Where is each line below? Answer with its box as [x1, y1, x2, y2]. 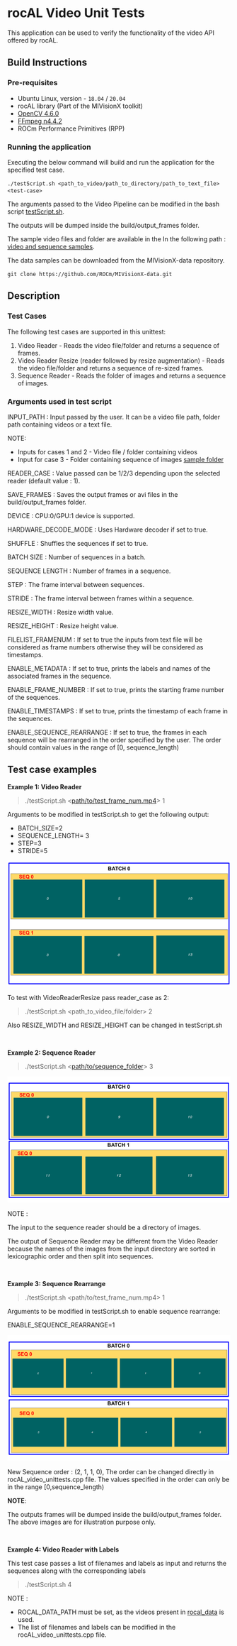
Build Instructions [7, 57, 88, 69]
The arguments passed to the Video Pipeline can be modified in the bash [7, 199, 220, 208]
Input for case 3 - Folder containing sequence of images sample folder [17, 455, 224, 463]
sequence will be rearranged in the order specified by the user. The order [7, 735, 221, 744]
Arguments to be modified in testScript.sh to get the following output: [7, 810, 209, 818]
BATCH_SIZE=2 [17, 823, 63, 832]
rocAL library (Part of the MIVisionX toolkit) [17, 101, 144, 110]
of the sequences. [7, 693, 60, 701]
